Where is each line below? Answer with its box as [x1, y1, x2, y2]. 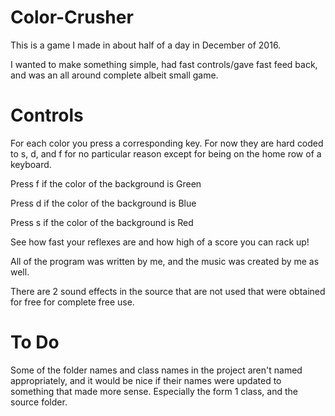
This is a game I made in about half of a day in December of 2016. [10, 39, 282, 51]
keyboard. [10, 158, 52, 170]
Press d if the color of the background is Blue [10, 197, 197, 209]
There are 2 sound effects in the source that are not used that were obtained [10, 285, 326, 297]
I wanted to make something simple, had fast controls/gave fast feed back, [10, 58, 318, 70]
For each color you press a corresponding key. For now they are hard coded [10, 137, 324, 149]
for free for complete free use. [10, 296, 135, 308]
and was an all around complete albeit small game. [10, 69, 219, 81]
